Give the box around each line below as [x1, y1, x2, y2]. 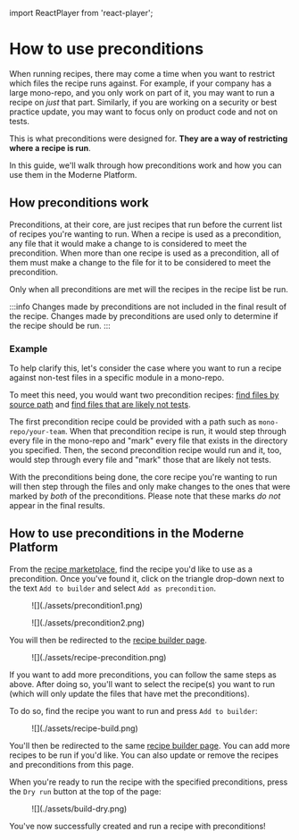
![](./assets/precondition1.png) [31, 600, 143, 610]
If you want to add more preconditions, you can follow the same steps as [9, 669, 277, 680]
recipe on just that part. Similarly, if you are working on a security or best [9, 97, 278, 107]
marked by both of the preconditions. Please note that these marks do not [9, 491, 281, 501]
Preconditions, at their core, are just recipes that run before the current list [9, 219, 283, 230]
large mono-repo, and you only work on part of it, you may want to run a [9, 87, 275, 97]
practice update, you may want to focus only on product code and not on [9, 106, 278, 117]
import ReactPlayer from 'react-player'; [9, 8, 154, 18]
